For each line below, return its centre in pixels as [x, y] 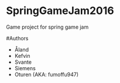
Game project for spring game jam [47, 27]
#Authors [17, 38]
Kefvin [22, 56]
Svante [23, 62]
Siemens [25, 68]
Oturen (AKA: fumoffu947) [47, 74]
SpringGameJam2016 [60, 11]
